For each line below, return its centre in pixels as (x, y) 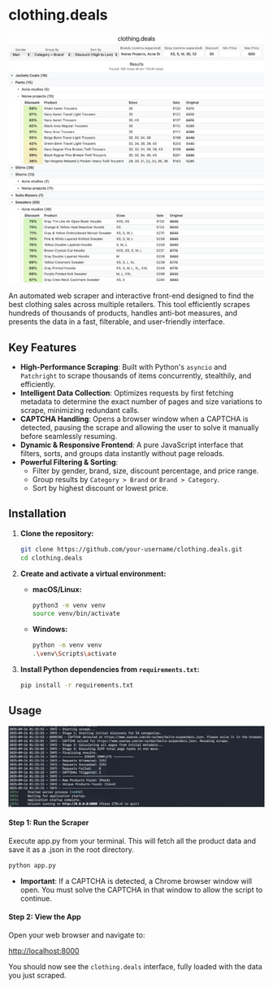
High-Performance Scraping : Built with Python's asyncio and (123, 367)
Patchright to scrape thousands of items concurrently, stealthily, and (136, 375)
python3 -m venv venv (69, 605)
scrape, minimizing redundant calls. (80, 410)
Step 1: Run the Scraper (49, 823)
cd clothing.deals (51, 558)
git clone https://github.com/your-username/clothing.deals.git (131, 549)
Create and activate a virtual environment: (93, 573)
